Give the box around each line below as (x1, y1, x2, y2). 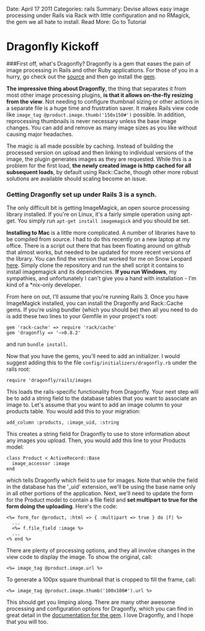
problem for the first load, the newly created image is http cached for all (6, 162, 191, 169)
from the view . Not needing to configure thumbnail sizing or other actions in (6, 98, 199, 105)
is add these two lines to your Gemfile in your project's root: (6, 313, 158, 320)
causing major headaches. (6, 130, 74, 137)
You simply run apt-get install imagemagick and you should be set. (17, 217, 190, 224)
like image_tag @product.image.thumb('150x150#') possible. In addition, (6, 110, 186, 118)
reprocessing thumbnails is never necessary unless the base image (6, 117, 177, 124)
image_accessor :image (12, 461, 70, 467)
